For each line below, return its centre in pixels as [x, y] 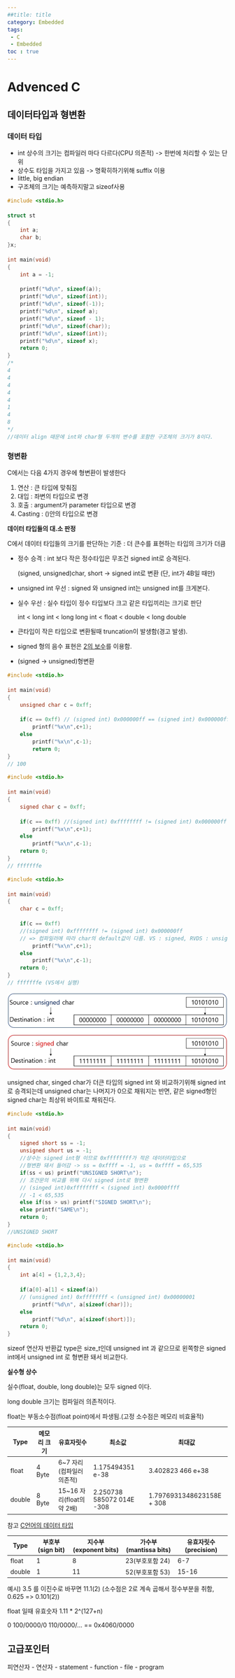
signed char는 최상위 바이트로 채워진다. [62, 1099]
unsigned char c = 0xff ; [56, 705]
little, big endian [41, 178]
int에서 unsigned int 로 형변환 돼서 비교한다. [67, 1357]
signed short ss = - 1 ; [53, 1143]
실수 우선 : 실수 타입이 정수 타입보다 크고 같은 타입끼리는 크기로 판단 [109, 603]
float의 [76, 1500]
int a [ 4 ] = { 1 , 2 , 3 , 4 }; [53, 1275]
